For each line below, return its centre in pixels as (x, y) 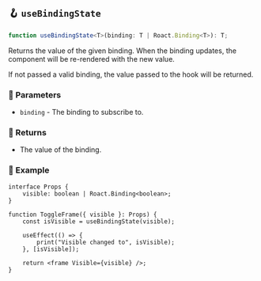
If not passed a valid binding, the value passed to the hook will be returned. (131, 74)
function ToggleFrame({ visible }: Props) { (83, 215)
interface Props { (38, 187)
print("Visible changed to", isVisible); (106, 242)
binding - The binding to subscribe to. (81, 112)
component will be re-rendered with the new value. (92, 59)
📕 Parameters (35, 95)
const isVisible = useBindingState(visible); (99, 221)
